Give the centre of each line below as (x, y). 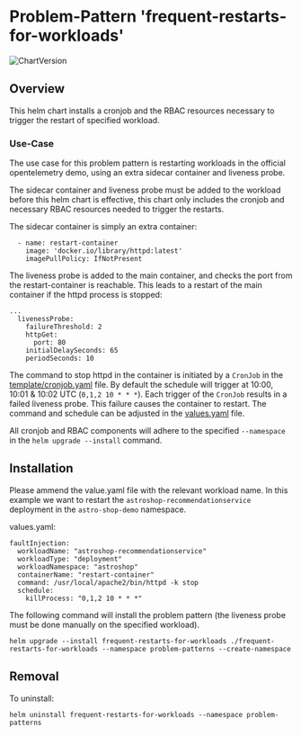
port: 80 (49, 343)
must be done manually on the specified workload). (105, 624)
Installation (41, 468)
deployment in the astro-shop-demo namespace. (98, 509)
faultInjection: (40, 543)
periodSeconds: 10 (60, 359)
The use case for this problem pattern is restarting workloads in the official (147, 163)
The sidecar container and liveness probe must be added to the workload (145, 190)
